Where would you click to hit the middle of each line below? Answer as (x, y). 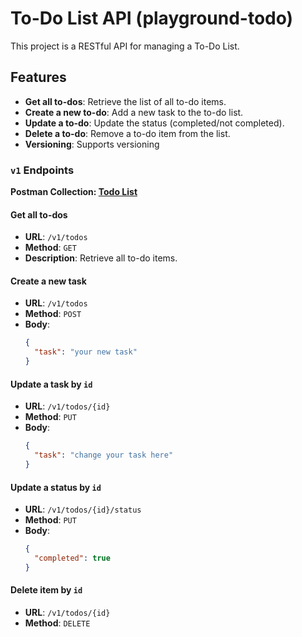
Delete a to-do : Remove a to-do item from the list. (127, 133)
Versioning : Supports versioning (92, 144)
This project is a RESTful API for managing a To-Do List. (125, 46)
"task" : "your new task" (86, 352)
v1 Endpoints (42, 170)
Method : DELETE (57, 623)
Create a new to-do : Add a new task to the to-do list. (134, 112)
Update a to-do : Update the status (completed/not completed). (154, 123)
